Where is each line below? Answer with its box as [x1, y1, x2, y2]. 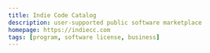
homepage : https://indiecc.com [8, 26, 111, 34]
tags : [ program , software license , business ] [8, 33, 160, 41]
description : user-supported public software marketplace [8, 19, 202, 26]
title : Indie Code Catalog [8, 11, 97, 19]
